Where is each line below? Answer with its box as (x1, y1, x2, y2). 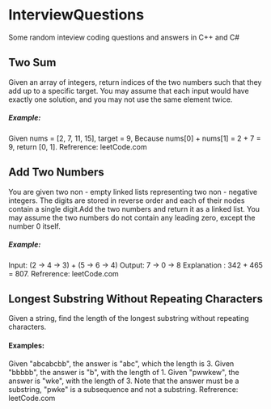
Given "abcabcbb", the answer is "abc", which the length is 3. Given (8, 358, 235, 369)
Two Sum (8, 56, 57, 70)
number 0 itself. (8, 221, 61, 231)
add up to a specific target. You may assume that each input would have (8, 86, 249, 95)
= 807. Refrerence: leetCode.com (8, 268, 119, 278)
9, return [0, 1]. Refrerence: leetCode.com (8, 141, 147, 151)
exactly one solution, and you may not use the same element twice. (8, 95, 233, 104)
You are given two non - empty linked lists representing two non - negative (8, 187, 257, 196)
